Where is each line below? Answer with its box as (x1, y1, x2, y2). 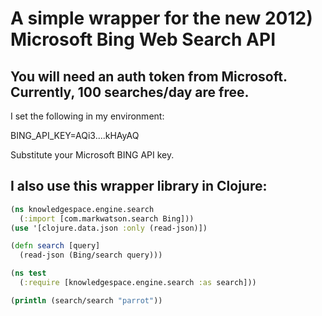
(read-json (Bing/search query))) (19, 250, 163, 261)
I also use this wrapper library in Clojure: (10, 178, 268, 195)
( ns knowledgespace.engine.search (10, 204, 155, 214)
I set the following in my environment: (10, 110, 165, 122)
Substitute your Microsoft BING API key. (10, 149, 175, 161)
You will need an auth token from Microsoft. (10, 68, 288, 85)
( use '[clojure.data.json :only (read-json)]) (10, 223, 208, 233)
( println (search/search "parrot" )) (10, 295, 163, 306)
